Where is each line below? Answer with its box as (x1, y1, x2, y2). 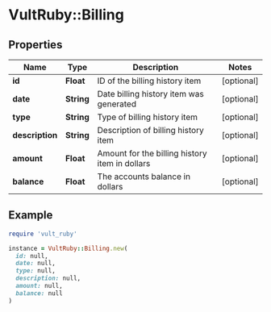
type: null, (15, 267, 56, 275)
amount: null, (15, 282, 63, 290)
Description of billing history (97, 125, 204, 135)
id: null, (15, 252, 48, 260)
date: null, (15, 260, 56, 268)
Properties (8, 38, 63, 52)
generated (97, 98, 137, 110)
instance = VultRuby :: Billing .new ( (8, 244, 128, 252)
